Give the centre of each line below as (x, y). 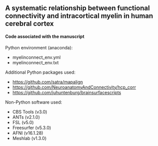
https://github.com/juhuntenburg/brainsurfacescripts (67, 92)
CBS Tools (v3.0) (30, 112)
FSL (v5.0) (23, 122)
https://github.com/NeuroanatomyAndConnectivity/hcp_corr (74, 87)
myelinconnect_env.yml (36, 57)
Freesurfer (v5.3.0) (32, 128)
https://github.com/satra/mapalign (48, 82)
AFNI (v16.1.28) (28, 133)
